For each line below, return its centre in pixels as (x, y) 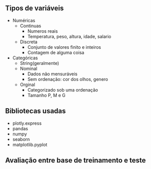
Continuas (31, 26)
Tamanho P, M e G (46, 95)
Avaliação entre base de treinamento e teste (75, 160)
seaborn (21, 139)
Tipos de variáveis (35, 8)
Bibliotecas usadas (36, 111)
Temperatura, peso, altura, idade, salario (69, 36)
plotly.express (27, 123)
